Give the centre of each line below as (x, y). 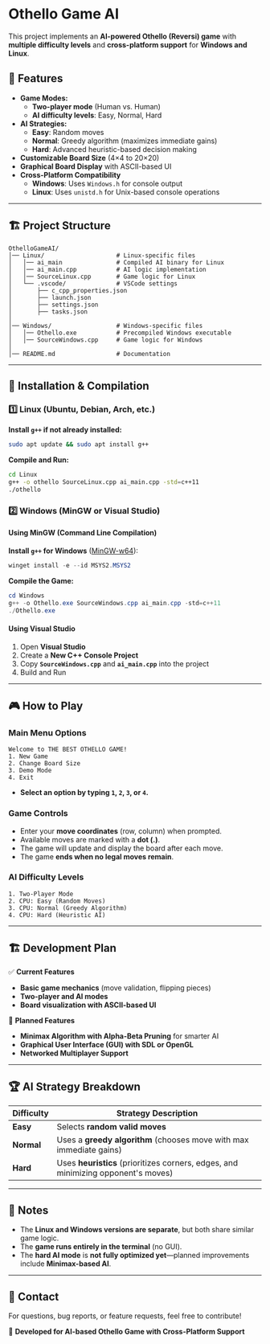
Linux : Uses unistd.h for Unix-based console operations (126, 192)
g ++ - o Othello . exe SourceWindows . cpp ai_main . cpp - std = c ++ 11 (115, 603)
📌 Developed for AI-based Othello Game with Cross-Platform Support (127, 1332)
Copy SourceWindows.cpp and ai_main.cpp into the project (115, 663)
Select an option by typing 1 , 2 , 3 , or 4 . (84, 793)
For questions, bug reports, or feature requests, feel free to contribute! (125, 1316)
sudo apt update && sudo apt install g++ (79, 445)
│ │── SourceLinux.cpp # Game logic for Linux (102, 277)
